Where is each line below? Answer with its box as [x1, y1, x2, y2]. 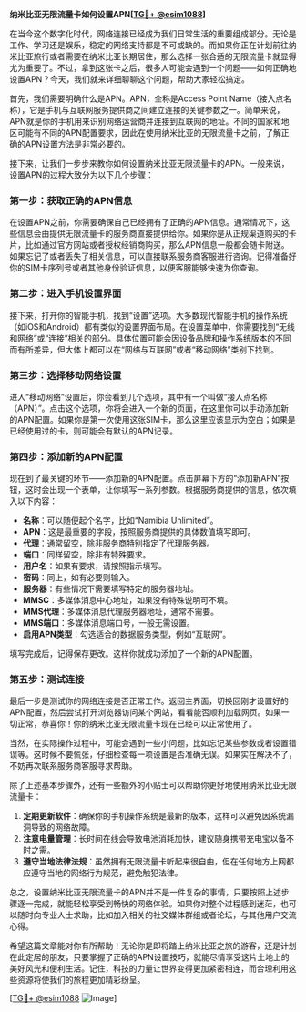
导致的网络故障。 [30, 822, 96, 833]
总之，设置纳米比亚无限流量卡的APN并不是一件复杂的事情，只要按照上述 [9, 887, 282, 898]
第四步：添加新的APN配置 [9, 450, 123, 463]
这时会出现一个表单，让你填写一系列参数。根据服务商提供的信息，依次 [25, 485, 289, 496]
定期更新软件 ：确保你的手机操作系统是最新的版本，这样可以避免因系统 [22, 811, 287, 822]
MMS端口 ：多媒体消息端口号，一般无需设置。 [22, 618, 196, 629]
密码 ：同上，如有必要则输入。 [22, 572, 135, 583]
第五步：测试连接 [9, 673, 85, 686]
